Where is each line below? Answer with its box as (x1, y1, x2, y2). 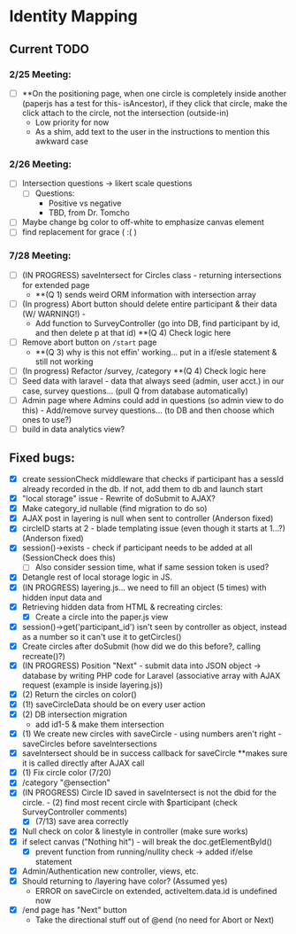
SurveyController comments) (21, 806, 128, 817)
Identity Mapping (9, 6, 139, 27)
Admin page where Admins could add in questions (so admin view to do (21, 395, 285, 406)
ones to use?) (21, 415, 72, 425)
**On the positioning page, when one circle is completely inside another (21, 88, 287, 98)
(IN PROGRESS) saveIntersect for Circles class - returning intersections (21, 269, 282, 280)
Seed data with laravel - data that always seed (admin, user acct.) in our (21, 376, 285, 386)
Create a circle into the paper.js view (34, 611, 169, 622)
